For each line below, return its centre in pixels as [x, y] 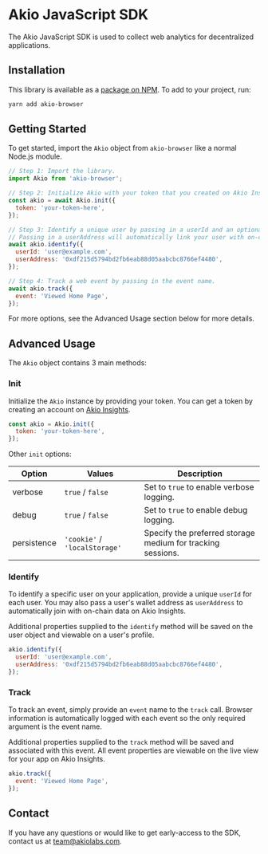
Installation [37, 71]
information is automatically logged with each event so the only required [127, 718]
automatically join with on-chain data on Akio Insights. [97, 611]
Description [200, 474]
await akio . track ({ [41, 289]
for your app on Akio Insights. [57, 759]
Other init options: [40, 454]
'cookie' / [83, 539]
